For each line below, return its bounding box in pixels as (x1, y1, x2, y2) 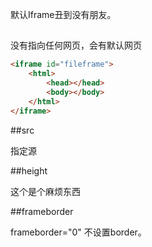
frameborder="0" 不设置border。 (10, 226, 147, 238)
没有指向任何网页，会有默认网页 (10, 39, 142, 52)
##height (10, 164, 48, 177)
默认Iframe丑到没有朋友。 (10, 9, 117, 20)
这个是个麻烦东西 (10, 185, 81, 197)
